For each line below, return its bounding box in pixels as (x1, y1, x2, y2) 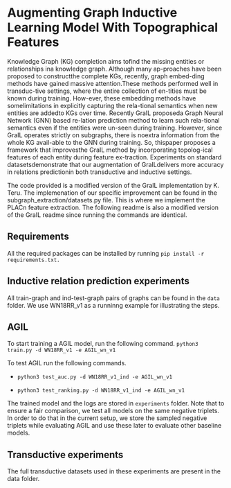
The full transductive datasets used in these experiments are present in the (7, 467, 221, 476)
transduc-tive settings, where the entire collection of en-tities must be (7, 87, 207, 95)
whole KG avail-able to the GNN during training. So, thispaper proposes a (7, 138, 216, 146)
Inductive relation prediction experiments (7, 275, 190, 287)
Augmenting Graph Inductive (7, 5, 178, 21)
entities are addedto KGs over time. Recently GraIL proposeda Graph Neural (7, 109, 223, 117)
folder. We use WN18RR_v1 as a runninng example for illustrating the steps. (7, 301, 220, 309)
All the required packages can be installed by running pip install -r (7, 249, 205, 257)
